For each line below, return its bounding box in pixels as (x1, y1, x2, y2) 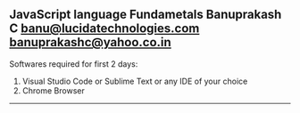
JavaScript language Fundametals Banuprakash (9, 7, 282, 22)
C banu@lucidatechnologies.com (9, 21, 200, 36)
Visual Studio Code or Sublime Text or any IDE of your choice (21, 76, 248, 86)
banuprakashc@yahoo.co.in (9, 35, 171, 50)
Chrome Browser (21, 85, 85, 96)
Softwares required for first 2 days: (9, 58, 138, 69)
